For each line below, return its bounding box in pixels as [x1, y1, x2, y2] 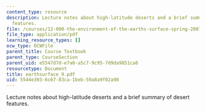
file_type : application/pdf [6, 32, 78, 38]
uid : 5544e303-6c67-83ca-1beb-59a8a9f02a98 [6, 77, 120, 83]
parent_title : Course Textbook [6, 49, 86, 55]
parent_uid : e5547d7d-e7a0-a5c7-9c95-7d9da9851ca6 [6, 60, 139, 66]
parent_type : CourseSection [6, 54, 78, 60]
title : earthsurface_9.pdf [6, 71, 75, 77]
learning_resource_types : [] [6, 37, 81, 43]
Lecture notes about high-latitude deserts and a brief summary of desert [6, 94, 190, 101]
